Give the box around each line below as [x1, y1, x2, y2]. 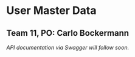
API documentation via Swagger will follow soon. [6, 44, 130, 51]
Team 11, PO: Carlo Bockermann [6, 28, 130, 38]
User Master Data [6, 4, 97, 18]
